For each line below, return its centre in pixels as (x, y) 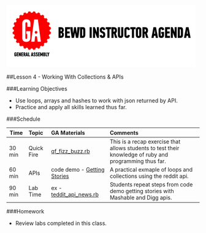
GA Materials (68, 132)
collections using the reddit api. (149, 176)
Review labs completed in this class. (61, 223)
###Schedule (24, 119)
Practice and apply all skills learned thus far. (71, 107)
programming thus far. (138, 161)
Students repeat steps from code (151, 185)
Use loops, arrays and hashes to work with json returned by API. (96, 101)
